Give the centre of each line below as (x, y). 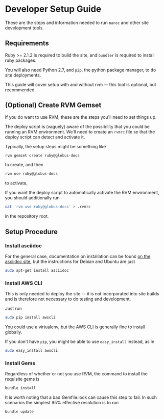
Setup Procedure (31, 232)
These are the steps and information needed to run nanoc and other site (77, 23)
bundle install (21, 388)
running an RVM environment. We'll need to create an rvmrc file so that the (80, 131)
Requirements (27, 43)
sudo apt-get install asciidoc (37, 270)
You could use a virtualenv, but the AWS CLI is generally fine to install (75, 327)
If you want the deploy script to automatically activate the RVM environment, (82, 193)
